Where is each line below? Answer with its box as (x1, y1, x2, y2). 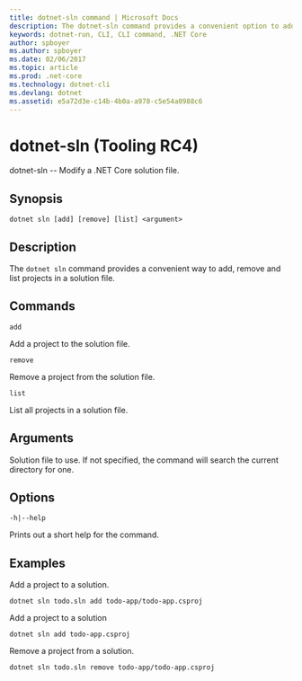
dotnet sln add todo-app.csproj (9, 630, 130, 639)
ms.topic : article (9, 64, 78, 73)
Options (9, 490, 56, 505)
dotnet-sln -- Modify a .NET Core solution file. (9, 165, 180, 176)
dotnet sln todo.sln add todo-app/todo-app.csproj (9, 597, 203, 606)
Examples (9, 555, 66, 570)
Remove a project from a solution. (9, 646, 135, 657)
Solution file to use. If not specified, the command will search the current (9, 455, 279, 465)
